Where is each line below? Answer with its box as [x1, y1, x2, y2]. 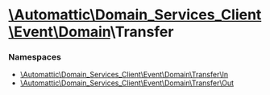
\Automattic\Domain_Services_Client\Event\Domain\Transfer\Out [19, 78, 235, 88]
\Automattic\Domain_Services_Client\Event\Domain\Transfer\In [19, 70, 229, 80]
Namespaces [8, 52, 62, 63]
